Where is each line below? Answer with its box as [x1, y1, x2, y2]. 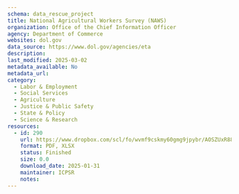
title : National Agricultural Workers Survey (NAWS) [7, 17, 167, 24]
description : [7, 50, 46, 58]
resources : [7, 122, 40, 130]
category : [7, 76, 37, 84]
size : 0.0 [20, 156, 50, 163]
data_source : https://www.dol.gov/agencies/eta [7, 43, 152, 50]
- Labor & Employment [14, 83, 78, 90]
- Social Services [14, 90, 69, 97]
